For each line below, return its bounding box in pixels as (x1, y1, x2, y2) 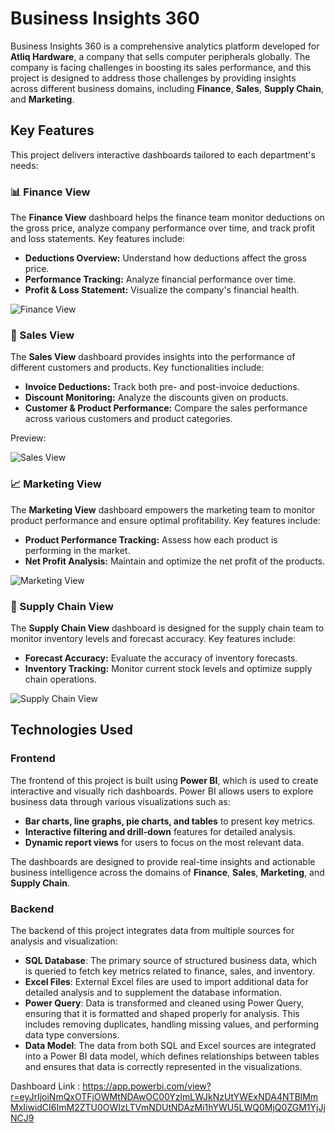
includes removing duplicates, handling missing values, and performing (24, 1018, 320, 1030)
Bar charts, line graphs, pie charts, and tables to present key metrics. (24, 815, 316, 827)
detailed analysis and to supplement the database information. (24, 986, 282, 998)
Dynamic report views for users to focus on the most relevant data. (24, 836, 305, 848)
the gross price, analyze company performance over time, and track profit (10, 222, 316, 234)
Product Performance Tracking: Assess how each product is (24, 533, 278, 546)
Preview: (10, 432, 47, 444)
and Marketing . (10, 93, 75, 105)
